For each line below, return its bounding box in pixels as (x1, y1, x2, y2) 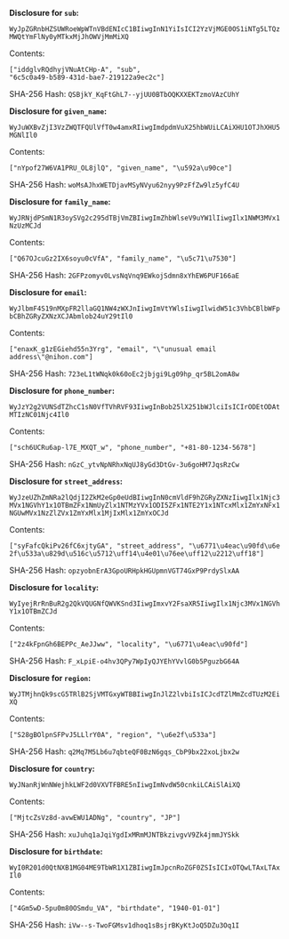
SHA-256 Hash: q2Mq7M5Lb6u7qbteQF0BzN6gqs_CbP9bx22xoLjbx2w (9, 746, 240, 757)
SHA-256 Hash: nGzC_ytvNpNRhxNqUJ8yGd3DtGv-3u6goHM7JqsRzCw (9, 459, 240, 469)
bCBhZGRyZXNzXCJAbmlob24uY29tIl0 (9, 312, 133, 321)
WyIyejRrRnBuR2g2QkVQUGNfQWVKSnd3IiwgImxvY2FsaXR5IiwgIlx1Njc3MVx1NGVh (9, 599, 280, 608)
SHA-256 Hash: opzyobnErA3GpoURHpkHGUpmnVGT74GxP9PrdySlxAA (9, 565, 240, 575)
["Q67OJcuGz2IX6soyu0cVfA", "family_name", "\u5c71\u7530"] (9, 254, 237, 263)
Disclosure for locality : (9, 582, 100, 592)
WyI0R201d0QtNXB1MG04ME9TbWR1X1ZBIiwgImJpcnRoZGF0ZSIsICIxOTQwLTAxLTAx (9, 863, 280, 872)
